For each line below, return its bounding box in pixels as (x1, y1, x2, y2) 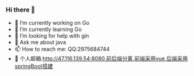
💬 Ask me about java (14, 39, 66, 46)
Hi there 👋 (5, 5, 36, 14)
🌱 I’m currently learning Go (14, 26, 82, 33)
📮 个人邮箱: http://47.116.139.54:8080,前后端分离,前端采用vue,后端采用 (14, 55, 188, 63)
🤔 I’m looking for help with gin (14, 32, 89, 40)
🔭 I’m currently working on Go (14, 19, 89, 27)
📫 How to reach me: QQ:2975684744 (14, 46, 110, 53)
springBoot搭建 (14, 63, 53, 70)
